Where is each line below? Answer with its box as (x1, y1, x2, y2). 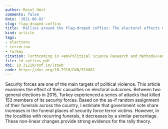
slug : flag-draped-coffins (5, 21, 61, 26)
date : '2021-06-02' (5, 16, 46, 21)
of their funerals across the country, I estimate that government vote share (5, 103, 158, 108)
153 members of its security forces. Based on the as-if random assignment (5, 97, 159, 103)
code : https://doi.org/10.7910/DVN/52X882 (5, 68, 95, 73)
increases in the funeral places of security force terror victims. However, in (5, 108, 159, 114)
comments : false (5, 12, 39, 17)
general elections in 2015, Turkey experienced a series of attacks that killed (5, 92, 160, 98)
